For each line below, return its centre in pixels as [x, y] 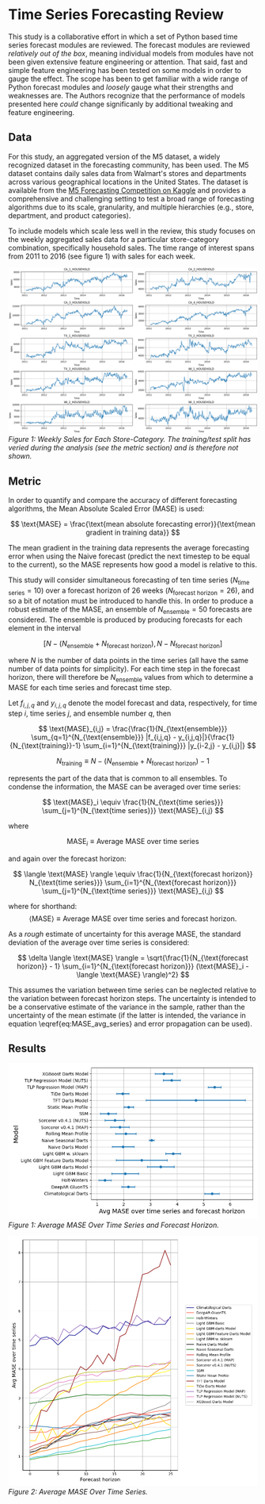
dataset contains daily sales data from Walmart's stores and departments [127, 173]
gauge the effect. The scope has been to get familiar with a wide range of [128, 79]
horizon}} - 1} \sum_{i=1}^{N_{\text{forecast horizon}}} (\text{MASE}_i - [133, 966]
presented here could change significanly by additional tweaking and [121, 104]
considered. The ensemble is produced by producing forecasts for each [125, 620]
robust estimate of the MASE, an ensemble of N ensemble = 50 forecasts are [130, 610]
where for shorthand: [43, 906]
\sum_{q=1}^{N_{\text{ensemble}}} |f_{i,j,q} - [104, 737]
